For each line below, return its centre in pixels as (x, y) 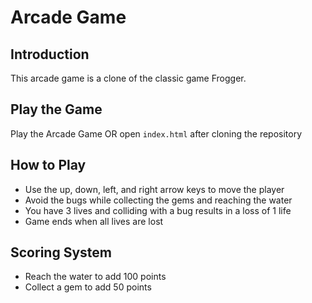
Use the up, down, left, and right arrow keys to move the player (154, 189)
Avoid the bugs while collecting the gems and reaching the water (158, 200)
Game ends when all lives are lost (94, 221)
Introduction (50, 54)
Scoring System (61, 252)
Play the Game (56, 109)
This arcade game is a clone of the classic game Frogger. (128, 78)
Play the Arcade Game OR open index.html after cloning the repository (156, 133)
